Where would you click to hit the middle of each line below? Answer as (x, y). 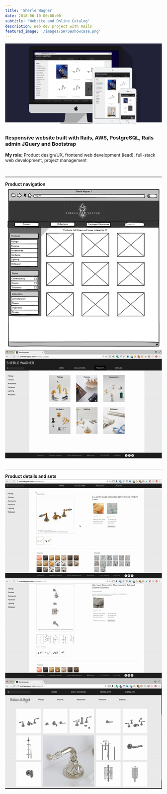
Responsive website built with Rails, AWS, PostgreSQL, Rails (80, 138)
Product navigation (25, 184)
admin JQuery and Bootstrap (41, 144)
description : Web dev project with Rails (49, 26)
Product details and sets (31, 476)
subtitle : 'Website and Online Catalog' (48, 21)
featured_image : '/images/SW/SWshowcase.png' (53, 32)
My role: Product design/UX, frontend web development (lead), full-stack (80, 155)
